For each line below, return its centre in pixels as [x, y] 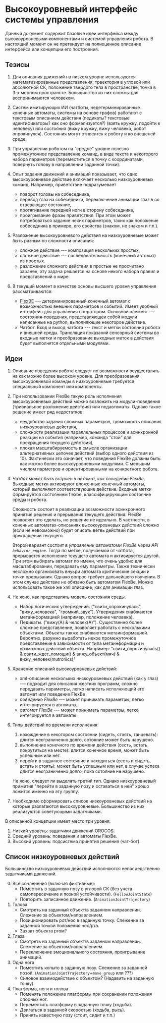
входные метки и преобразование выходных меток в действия [87, 338]
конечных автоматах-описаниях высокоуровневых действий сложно [86, 525]
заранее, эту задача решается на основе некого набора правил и [89, 271]
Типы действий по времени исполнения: [55, 725]
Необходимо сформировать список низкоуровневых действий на [82, 801]
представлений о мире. [45, 277]
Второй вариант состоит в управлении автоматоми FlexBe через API [85, 545]
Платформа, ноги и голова [40, 989]
